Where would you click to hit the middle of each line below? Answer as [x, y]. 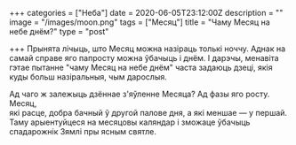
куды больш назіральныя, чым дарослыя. [88, 77]
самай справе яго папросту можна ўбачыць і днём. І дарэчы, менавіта [144, 58]
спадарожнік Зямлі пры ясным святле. [83, 131]
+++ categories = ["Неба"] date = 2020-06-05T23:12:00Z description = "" [146, 13]
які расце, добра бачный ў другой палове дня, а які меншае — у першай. [148, 113]
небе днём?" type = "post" [59, 31]
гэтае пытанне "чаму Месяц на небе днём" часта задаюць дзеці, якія [141, 67]
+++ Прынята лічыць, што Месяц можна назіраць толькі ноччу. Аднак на [148, 49]
